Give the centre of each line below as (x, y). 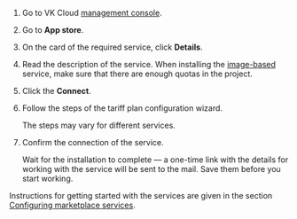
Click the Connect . (56, 91)
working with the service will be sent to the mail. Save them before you (151, 169)
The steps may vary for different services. (98, 125)
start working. (47, 178)
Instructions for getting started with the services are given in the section (141, 196)
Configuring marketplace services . (72, 205)
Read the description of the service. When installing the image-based (149, 64)
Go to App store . (53, 30)
